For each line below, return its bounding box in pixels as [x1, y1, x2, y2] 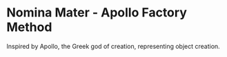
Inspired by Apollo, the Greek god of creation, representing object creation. [6, 42, 220, 50]
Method [6, 19, 52, 35]
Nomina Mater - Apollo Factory [6, 5, 187, 21]
